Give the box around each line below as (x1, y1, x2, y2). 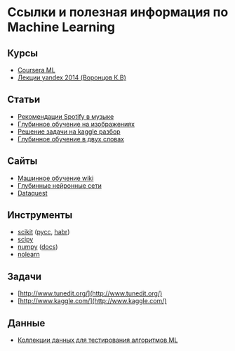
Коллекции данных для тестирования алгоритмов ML (17, 336, 178, 345)
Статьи (7, 94, 41, 106)
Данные (7, 317, 46, 329)
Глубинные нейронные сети (17, 181, 102, 190)
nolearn (17, 250, 40, 259)
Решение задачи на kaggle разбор (17, 127, 121, 136)
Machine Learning (7, 19, 116, 35)
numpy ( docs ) (17, 243, 58, 251)
